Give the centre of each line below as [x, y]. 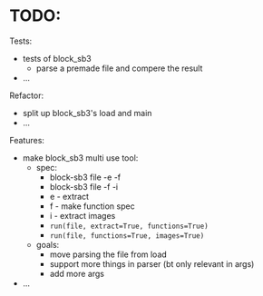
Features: [27, 140]
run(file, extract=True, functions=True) [129, 226]
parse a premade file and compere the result [119, 68]
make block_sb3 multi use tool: [80, 158]
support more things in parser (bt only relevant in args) [152, 263]
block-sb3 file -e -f [85, 177]
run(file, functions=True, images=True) [127, 236]
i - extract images [83, 215]
